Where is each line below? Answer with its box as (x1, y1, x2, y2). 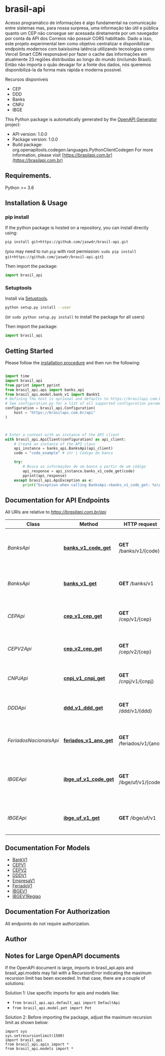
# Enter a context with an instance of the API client (5, 432, 120, 437)
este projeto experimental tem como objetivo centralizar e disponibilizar (5, 40, 150, 46)
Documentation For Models (5, 843, 90, 852)
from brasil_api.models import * (5, 1046, 74, 1052)
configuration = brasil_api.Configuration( (5, 406, 96, 411)
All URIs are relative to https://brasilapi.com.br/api (5, 509, 107, 515)
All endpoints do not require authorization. (5, 921, 90, 927)
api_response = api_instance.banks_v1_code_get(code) (23, 469, 135, 474)
